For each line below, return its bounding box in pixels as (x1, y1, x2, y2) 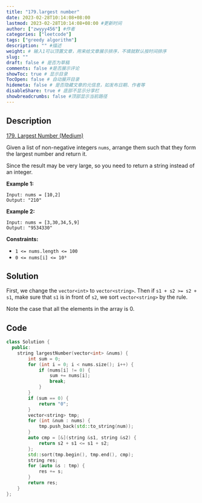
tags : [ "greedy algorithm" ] (6, 37, 77, 43)
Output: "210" (6, 197, 42, 203)
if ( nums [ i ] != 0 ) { (38, 367, 91, 373)
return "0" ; (38, 401, 69, 407)
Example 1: (6, 180, 34, 187)
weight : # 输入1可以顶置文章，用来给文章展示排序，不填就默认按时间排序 (6, 48, 167, 55)
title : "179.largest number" (6, 8, 80, 15)
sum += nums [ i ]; (49, 373, 91, 379)
